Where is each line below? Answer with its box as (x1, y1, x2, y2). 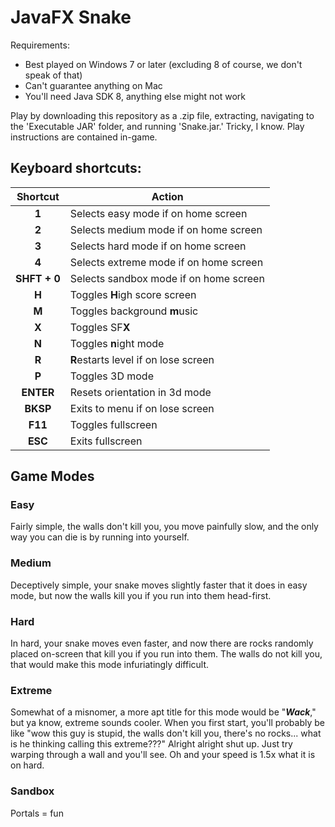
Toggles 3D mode (69, 369, 154, 383)
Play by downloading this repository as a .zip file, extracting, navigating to (10, 109, 315, 121)
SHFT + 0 (15, 271, 61, 285)
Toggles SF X (69, 320, 131, 334)
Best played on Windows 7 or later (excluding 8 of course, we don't (24, 58, 303, 70)
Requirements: (10, 39, 70, 51)
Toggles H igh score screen (69, 287, 197, 301)
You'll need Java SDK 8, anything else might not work (24, 90, 246, 102)
